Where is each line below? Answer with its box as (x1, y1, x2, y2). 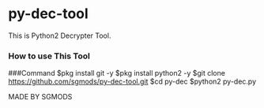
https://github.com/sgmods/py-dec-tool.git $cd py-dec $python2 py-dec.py (8, 76, 257, 87)
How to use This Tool (8, 50, 91, 61)
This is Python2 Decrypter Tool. (8, 31, 111, 40)
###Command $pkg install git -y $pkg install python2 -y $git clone (8, 69, 225, 78)
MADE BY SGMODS (8, 92, 73, 102)
